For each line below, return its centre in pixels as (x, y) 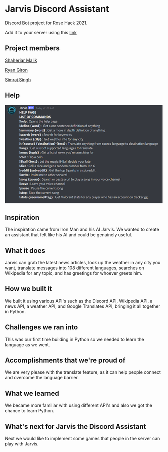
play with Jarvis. (22, 444)
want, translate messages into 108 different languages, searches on (75, 268)
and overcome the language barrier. (42, 378)
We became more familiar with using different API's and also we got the (79, 405)
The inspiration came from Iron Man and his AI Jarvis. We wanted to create (82, 230)
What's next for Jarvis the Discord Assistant (76, 427)
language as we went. (28, 345)
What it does (25, 251)
